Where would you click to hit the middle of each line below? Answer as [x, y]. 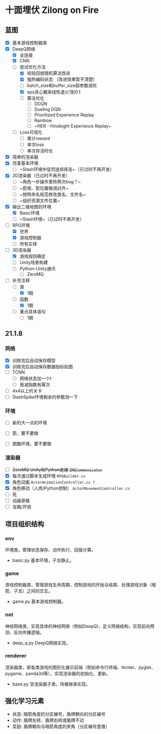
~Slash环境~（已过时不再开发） [52, 219]
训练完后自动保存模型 [34, 360]
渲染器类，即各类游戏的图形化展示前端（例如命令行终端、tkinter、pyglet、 [80, 667]
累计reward [38, 138]
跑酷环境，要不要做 [32, 444]
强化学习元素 [25, 701]
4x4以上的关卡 [27, 391]
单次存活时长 [40, 151]
